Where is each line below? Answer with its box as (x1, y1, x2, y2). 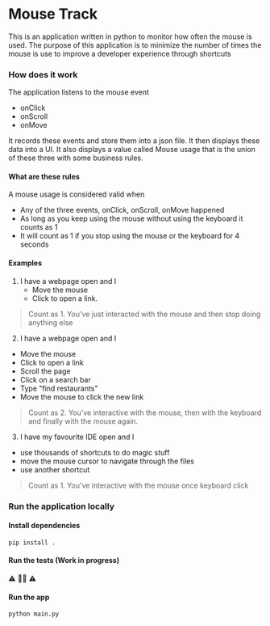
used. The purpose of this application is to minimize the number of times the (8, 40, 262, 49)
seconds (19, 239, 49, 249)
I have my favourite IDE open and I (19, 432, 135, 442)
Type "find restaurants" (19, 383, 98, 393)
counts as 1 (19, 222, 58, 232)
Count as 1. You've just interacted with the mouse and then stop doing (27, 309, 261, 319)
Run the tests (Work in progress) (8, 556, 119, 565)
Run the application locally (8, 501, 115, 512)
